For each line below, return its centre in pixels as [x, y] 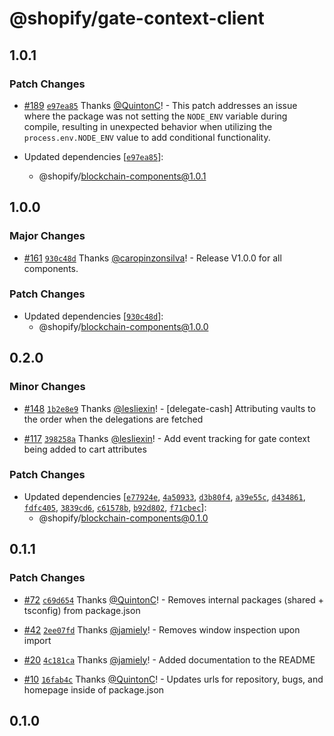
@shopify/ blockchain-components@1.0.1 [122, 176]
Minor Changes [47, 387]
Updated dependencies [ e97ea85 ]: [93, 156]
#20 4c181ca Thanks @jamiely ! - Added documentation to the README [169, 659]
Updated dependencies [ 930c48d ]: [93, 316]
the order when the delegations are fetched [113, 419]
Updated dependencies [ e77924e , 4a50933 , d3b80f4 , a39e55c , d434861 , [164, 496]
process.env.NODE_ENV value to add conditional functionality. [147, 137]
